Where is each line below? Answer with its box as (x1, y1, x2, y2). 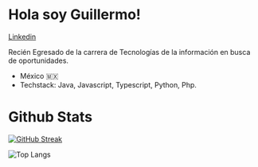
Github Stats (8, 108, 93, 126)
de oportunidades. (8, 56, 69, 65)
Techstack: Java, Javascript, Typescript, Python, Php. (19, 80, 197, 89)
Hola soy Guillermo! (8, 6, 142, 24)
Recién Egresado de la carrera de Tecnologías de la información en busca (8, 47, 251, 56)
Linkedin (8, 32, 37, 41)
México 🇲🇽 (19, 71, 59, 80)
